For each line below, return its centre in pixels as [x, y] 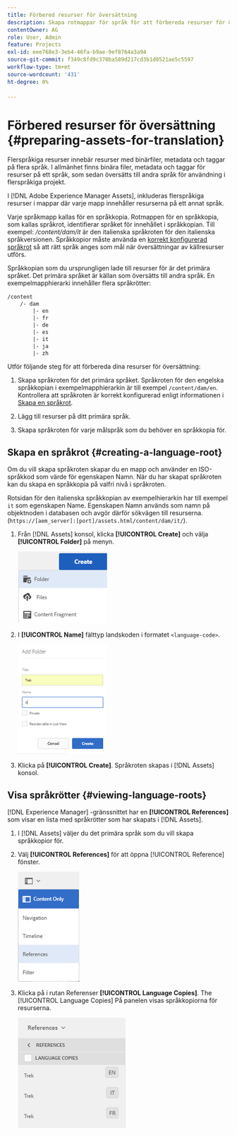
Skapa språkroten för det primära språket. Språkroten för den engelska [121, 380]
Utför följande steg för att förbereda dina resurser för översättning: [104, 366]
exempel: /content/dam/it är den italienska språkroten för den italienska [111, 232]
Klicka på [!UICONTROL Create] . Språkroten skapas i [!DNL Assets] [116, 765]
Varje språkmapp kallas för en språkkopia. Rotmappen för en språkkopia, [113, 217]
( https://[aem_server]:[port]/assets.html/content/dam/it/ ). [97, 521]
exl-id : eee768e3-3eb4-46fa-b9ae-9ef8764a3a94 [77, 52]
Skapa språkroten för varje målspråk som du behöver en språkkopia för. [122, 430]
